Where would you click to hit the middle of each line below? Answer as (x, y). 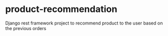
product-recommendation (61, 9)
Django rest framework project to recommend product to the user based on (84, 23)
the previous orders (26, 28)
